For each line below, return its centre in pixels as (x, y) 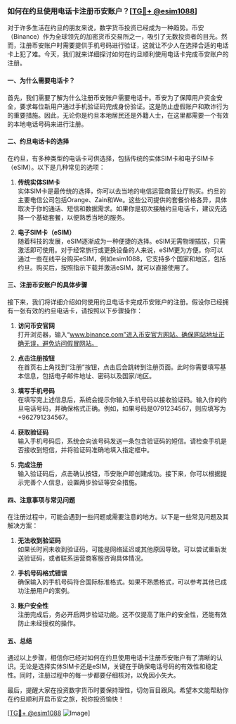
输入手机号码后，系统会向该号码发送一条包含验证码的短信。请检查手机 (119, 441)
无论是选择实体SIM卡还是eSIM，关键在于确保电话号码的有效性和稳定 (118, 666)
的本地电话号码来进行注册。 (47, 124)
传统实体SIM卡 (39, 182)
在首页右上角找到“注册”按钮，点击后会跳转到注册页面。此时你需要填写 (119, 367)
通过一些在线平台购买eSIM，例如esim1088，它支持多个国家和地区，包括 (122, 258)
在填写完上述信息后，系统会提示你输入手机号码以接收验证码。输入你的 (119, 399)
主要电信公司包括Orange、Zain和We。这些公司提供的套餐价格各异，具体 (122, 199)
